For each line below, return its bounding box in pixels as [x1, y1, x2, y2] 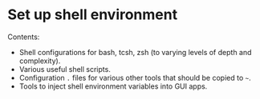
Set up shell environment [7, 6, 178, 24]
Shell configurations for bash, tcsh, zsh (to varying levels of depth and [18, 47, 252, 57]
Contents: [7, 32, 40, 42]
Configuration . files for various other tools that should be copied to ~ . [18, 73, 251, 82]
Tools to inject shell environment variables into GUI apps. [18, 81, 208, 91]
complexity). [18, 56, 61, 65]
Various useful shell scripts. [18, 64, 112, 73]
